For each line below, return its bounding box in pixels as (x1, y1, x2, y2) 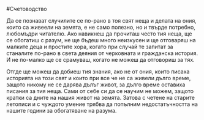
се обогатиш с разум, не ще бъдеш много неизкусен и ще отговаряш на (6, 37, 196, 43)
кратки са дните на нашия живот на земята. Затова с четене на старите (6, 94, 195, 101)
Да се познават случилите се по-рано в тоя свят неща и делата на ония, (6, 17, 197, 24)
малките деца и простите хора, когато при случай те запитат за (6, 43, 173, 50)
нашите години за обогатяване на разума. (6, 107, 117, 114)
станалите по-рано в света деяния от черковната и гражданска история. (6, 50, 198, 57)
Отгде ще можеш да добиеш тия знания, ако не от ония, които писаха (6, 68, 190, 75)
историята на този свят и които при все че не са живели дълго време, (6, 75, 191, 81)
